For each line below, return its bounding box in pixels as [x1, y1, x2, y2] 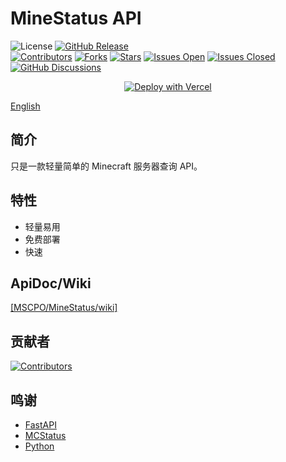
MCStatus [24, 430, 67, 441]
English [10, 100, 41, 112]
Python [24, 440, 55, 452]
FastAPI [24, 419, 57, 431]
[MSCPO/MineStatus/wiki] [10, 302, 118, 314]
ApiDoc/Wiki [10, 275, 92, 292]
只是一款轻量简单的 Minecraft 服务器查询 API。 [10, 160, 203, 172]
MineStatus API [10, 7, 142, 30]
